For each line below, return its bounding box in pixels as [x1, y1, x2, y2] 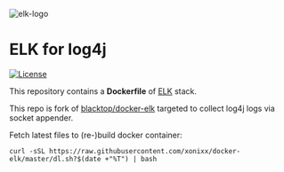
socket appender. [9, 112, 74, 123]
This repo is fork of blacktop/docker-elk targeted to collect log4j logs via [9, 103, 276, 113]
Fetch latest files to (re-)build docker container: [9, 129, 183, 140]
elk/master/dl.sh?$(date [9, 154, 101, 163]
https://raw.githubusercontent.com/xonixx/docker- [48, 146, 241, 155]
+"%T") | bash [104, 154, 158, 163]
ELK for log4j [9, 40, 107, 59]
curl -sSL [9, 146, 46, 155]
